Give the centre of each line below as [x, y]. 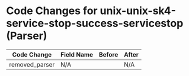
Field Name [77, 54]
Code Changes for [52, 11]
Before [108, 54]
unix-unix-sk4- [138, 11]
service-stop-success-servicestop [95, 23]
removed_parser [32, 64]
